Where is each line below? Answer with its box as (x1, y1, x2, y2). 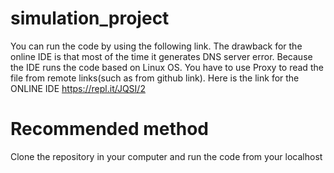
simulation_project (10, 7, 170, 30)
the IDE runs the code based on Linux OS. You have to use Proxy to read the (10, 61, 324, 73)
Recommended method (10, 118, 210, 141)
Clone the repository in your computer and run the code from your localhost (10, 150, 323, 162)
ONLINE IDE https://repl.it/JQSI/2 (10, 82, 146, 94)
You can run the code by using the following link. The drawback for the (10, 40, 303, 52)
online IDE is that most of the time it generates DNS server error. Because (10, 50, 313, 62)
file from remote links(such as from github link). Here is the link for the (10, 72, 300, 84)
